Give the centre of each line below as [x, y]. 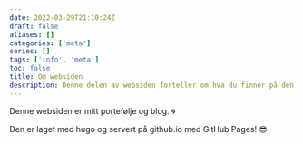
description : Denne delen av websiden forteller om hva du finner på [144, 85]
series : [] [30, 52]
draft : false [34, 26]
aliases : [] [32, 34]
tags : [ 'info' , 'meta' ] [54, 60]
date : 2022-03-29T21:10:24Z [63, 18]
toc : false [30, 69]
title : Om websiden [46, 77]
